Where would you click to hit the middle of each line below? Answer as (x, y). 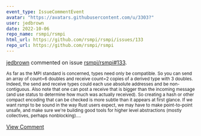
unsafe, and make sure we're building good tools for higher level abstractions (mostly (94, 110)
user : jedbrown (25, 23)
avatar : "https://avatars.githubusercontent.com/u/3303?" (80, 17)
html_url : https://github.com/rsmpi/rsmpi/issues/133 (75, 40)
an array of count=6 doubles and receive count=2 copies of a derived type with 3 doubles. (100, 79)
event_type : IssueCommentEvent (45, 12)
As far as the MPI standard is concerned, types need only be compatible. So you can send (99, 73)
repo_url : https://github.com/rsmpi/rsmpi (60, 46)
